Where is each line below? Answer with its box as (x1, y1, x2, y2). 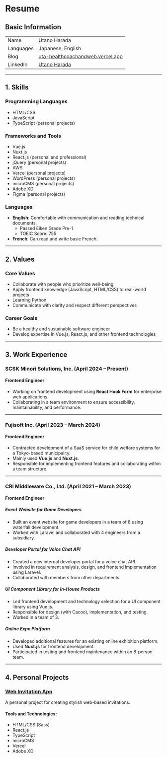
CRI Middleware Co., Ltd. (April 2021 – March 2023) (5, 483, 131, 490)
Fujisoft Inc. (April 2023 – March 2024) (5, 421, 100, 428)
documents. (12, 220, 37, 226)
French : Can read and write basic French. (12, 236, 98, 242)
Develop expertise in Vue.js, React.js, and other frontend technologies (12, 331, 156, 337)
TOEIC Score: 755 (19, 230, 57, 236)
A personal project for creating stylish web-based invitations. (5, 699, 131, 705)
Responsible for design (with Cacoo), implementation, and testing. (12, 609, 148, 615)
